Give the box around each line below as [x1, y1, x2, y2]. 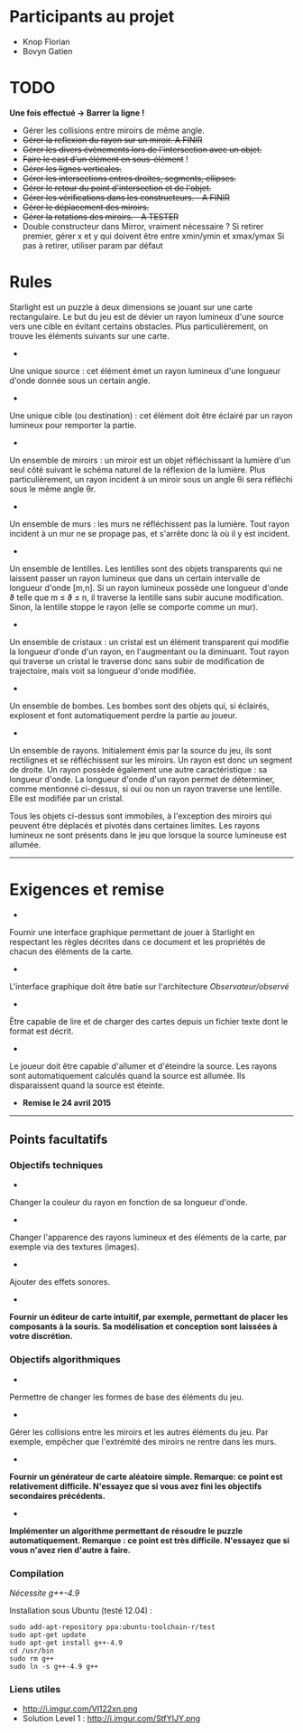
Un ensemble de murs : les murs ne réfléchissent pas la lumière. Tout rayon [9, 518, 290, 529]
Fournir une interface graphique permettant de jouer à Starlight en [9, 926, 255, 937]
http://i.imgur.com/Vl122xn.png [22, 1703, 138, 1714]
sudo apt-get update [9, 1631, 87, 1640]
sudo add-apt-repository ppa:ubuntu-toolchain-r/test [9, 1623, 216, 1632]
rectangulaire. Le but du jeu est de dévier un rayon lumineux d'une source [9, 311, 284, 322]
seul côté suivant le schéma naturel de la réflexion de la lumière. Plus [9, 464, 266, 475]
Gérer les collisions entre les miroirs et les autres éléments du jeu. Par [9, 1426, 269, 1438]
